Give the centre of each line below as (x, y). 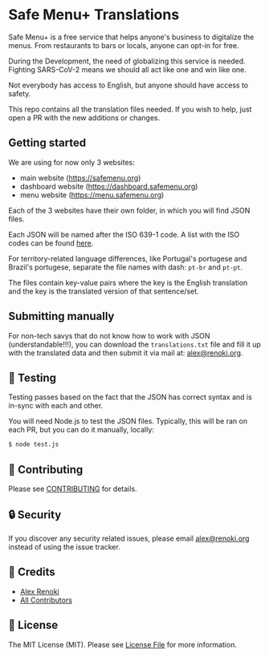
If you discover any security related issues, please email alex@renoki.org (129, 538)
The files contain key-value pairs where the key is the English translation (128, 282)
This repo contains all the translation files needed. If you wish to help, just (130, 109)
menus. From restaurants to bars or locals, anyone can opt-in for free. (124, 45)
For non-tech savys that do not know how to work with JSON (109, 335)
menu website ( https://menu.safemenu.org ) (92, 195)
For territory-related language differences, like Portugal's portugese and (128, 258)
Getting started (47, 143)
